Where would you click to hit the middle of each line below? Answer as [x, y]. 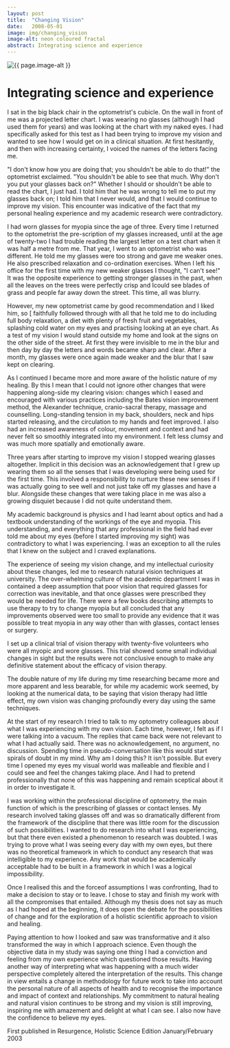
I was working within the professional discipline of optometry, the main [107, 801]
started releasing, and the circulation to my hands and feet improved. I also [113, 422]
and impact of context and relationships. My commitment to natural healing [113, 996]
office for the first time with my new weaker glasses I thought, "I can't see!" [114, 270]
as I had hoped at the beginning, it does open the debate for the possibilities [115, 909]
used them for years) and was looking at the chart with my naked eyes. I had [115, 126]
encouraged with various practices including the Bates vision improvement [113, 400]
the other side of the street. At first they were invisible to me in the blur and [113, 342]
